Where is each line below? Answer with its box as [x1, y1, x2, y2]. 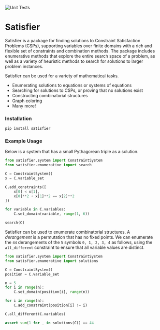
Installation [5, 115, 32, 122]
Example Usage [5, 138, 43, 144]
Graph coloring [12, 98, 42, 104]
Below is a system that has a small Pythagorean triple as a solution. [5, 149, 139, 155]
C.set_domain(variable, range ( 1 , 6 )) [14, 211, 90, 216]
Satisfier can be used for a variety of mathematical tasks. [5, 73, 119, 79]
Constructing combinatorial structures [12, 92, 88, 98]
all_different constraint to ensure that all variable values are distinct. [5, 244, 145, 250]
